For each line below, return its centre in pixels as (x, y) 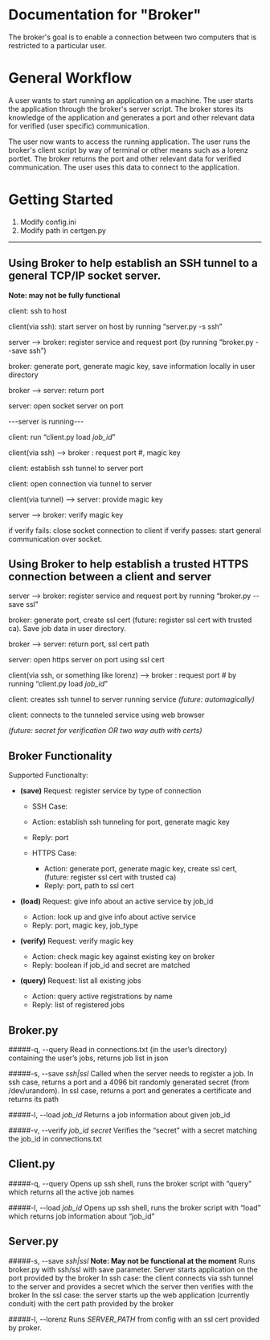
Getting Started (61, 200)
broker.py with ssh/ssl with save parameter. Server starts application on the (133, 1269)
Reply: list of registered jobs (78, 1005)
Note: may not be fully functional (64, 295)
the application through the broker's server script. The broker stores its (126, 109)
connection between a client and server (110, 577)
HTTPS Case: (54, 853)
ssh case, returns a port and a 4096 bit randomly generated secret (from (129, 1082)
